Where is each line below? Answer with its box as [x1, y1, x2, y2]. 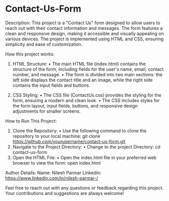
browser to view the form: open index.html [12, 160, 101, 166]
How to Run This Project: [5, 118, 57, 124]
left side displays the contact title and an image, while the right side [12, 77, 153, 83]
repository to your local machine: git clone [12, 133, 101, 139]
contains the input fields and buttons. [12, 82, 90, 88]
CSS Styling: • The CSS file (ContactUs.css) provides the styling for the [12, 92, 161, 98]
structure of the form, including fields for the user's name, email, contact [12, 66, 164, 72]
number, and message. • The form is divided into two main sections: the [12, 71, 163, 77]
